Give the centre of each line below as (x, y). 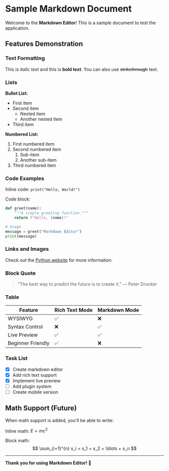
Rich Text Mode (74, 310)
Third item (23, 124)
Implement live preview (36, 380)
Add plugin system (32, 386)
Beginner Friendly (29, 343)
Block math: (18, 441)
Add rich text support (34, 375)
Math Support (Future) (41, 408)
